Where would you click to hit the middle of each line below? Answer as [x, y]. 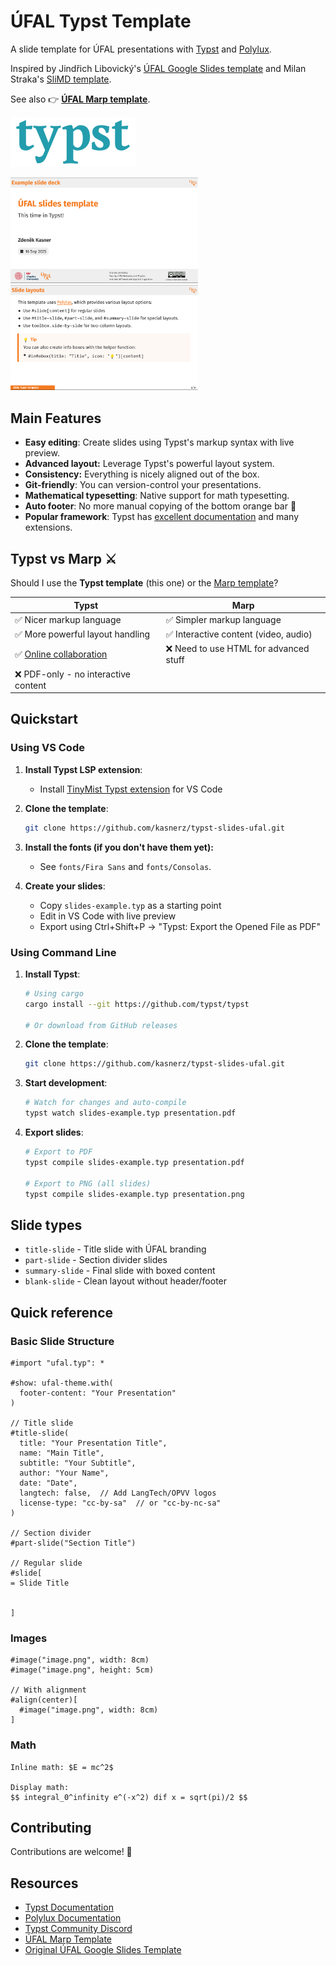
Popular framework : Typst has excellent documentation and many [162, 517]
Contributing [51, 1827]
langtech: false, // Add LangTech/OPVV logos [118, 1493]
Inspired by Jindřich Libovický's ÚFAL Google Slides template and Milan [158, 68]
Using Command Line [63, 952]
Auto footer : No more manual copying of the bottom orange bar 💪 [160, 506]
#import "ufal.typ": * [57, 1363]
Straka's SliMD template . [61, 79]
